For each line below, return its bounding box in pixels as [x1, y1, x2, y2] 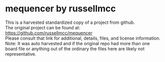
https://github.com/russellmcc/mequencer [5, 30, 92, 36]
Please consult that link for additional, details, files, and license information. [5, 35, 161, 41]
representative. [5, 51, 36, 57]
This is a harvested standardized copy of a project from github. [5, 19, 135, 25]
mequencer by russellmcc [5, 3, 116, 14]
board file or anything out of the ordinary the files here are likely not [5, 46, 145, 52]
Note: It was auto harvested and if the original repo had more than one [5, 40, 150, 46]
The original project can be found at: [5, 24, 80, 30]
